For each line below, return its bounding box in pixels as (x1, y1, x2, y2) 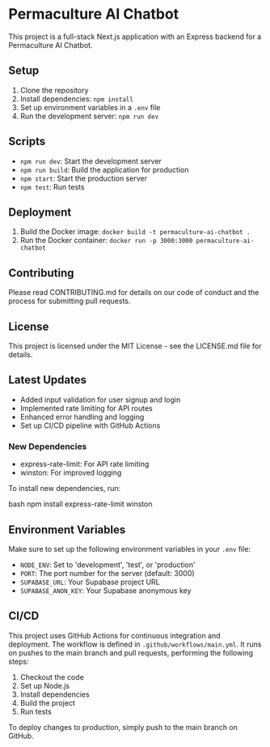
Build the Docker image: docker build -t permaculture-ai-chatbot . (19, 227, 251, 237)
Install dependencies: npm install (19, 94, 133, 104)
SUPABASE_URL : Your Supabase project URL (19, 577, 160, 587)
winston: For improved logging (19, 467, 122, 478)
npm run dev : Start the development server (19, 156, 162, 166)
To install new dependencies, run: (8, 484, 121, 493)
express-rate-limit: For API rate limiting (19, 459, 150, 469)
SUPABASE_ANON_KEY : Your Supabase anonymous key (19, 585, 192, 595)
